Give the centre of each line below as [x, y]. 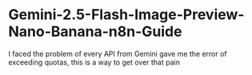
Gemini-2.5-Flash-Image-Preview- [126, 15]
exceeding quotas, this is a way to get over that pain [94, 62]
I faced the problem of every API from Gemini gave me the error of [118, 53]
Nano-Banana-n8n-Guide [95, 32]
